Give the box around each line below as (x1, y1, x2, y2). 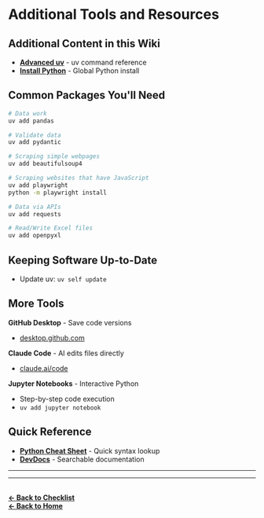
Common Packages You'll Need (8, 89, 166, 102)
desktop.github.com (19, 332, 85, 343)
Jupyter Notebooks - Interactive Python (8, 379, 139, 388)
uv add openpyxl (8, 232, 61, 240)
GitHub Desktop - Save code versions (8, 318, 132, 327)
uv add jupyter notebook (19, 403, 101, 412)
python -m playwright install (8, 189, 108, 197)
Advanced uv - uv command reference (19, 57, 147, 67)
